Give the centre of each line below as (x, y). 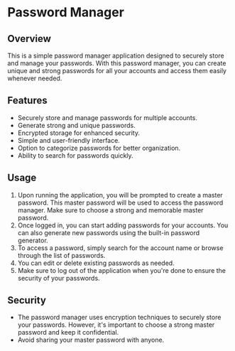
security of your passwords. (59, 278)
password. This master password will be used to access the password (120, 202)
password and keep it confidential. (68, 333)
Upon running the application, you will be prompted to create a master (120, 195)
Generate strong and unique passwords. (77, 125)
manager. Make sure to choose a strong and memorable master (110, 210)
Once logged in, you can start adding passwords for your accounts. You (123, 225)
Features (27, 101)
